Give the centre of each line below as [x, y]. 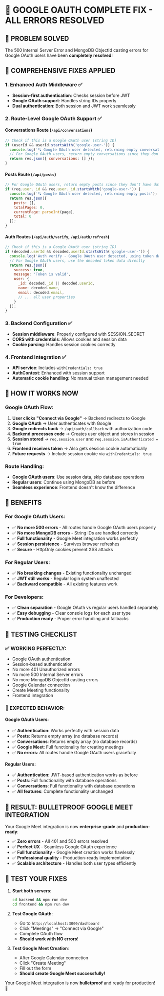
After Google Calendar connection [54, 958]
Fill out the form [35, 968]
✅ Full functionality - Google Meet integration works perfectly [75, 538]
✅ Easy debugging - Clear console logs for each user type [71, 613]
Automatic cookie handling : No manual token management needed [80, 378]
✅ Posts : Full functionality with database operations [64, 781]
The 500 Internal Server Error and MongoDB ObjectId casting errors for [77, 50]
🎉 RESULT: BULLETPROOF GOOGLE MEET [69, 807]
